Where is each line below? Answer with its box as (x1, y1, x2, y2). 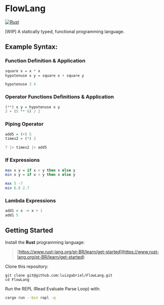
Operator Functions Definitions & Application (5, 93, 114, 100)
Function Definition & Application (5, 57, 86, 64)
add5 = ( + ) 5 (5, 131, 32, 137)
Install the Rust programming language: (5, 239, 85, 245)
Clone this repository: (5, 263, 49, 269)
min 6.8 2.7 (5, 186, 29, 191)
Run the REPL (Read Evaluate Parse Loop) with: (5, 285, 100, 291)
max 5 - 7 (5, 181, 23, 186)
